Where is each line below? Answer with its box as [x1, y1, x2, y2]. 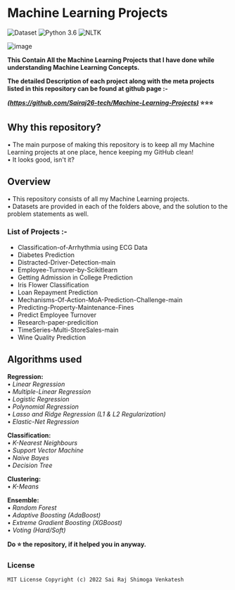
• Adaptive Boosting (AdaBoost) [7, 510, 101, 519]
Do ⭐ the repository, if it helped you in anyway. [7, 540, 146, 548]
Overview [7, 176, 51, 188]
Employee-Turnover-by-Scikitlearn [17, 265, 118, 274]
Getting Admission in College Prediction [17, 273, 133, 282]
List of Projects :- [7, 227, 68, 237]
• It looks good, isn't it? [7, 155, 75, 164]
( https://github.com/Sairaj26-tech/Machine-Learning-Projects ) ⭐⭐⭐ [7, 98, 214, 107]
